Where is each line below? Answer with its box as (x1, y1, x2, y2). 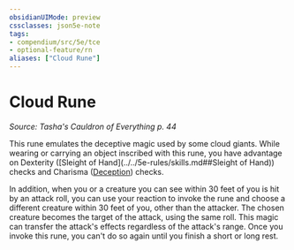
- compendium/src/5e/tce (9, 37, 101, 47)
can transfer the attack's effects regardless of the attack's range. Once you (9, 221, 283, 231)
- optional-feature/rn (9, 46, 93, 55)
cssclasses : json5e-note (9, 21, 101, 30)
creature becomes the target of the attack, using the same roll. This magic (9, 211, 279, 222)
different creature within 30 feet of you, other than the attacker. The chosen (9, 202, 285, 213)
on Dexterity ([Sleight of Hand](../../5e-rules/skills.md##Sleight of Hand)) (9, 156, 275, 168)
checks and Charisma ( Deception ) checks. (9, 166, 165, 177)
